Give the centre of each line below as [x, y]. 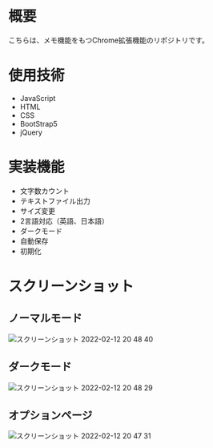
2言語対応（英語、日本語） [64, 220]
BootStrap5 [38, 123]
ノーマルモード [45, 319]
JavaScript [38, 98]
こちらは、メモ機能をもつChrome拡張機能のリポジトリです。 [109, 40]
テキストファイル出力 [55, 200]
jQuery [31, 132]
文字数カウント [44, 191]
